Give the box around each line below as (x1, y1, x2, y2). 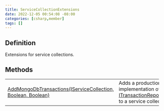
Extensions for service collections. (5, 52, 75, 57)
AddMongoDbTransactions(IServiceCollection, (7, 86, 114, 92)
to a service (119, 98, 146, 105)
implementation (119, 86, 155, 92)
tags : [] (5, 20, 23, 26)
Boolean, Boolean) (7, 92, 50, 98)
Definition (5, 38, 36, 47)
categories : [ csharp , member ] (5, 16, 64, 21)
